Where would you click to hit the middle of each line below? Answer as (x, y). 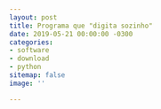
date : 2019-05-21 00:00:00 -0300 (71, 34)
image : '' (28, 83)
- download (29, 58)
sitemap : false (37, 75)
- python (25, 67)
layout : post (33, 17)
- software (29, 51)
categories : (31, 42)
